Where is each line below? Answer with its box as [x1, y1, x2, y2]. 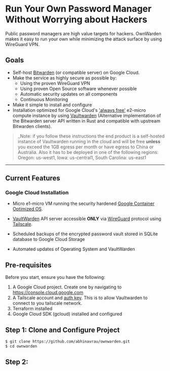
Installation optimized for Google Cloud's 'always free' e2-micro [12, 107, 146, 113]
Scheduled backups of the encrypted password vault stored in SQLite [12, 231, 158, 237]
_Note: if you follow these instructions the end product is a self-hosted [17, 133, 165, 139]
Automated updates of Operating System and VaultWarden [12, 246, 135, 252]
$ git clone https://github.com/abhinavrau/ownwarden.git [5, 339, 130, 344]
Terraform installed [12, 306, 53, 312]
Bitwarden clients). [12, 123, 52, 129]
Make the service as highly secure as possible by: [12, 74, 117, 81]
